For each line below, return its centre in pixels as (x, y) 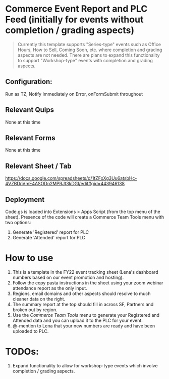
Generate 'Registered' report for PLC (51, 232)
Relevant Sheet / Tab (38, 166)
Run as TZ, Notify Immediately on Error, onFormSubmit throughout (74, 94)
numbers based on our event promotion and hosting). (68, 277)
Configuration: (29, 82)
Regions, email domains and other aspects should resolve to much (81, 293)
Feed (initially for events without (74, 19)
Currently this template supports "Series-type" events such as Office (89, 44)
